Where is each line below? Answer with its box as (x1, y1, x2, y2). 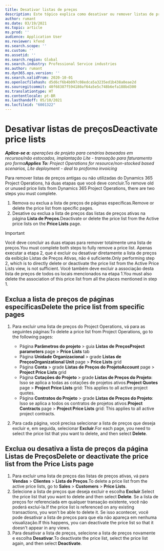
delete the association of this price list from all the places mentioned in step (5, 276, 157, 282)
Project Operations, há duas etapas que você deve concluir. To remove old (5, 180, 154, 186)
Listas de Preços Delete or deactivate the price (5, 452, 149, 461)
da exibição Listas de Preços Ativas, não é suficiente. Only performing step (5, 255, 155, 261)
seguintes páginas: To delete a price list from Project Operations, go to (12, 328, 153, 334)
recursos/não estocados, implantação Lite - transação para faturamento (5, 155, 152, 161)
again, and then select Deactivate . (12, 540, 82, 546)
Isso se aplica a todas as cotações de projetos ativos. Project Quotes (19, 379, 158, 386)
